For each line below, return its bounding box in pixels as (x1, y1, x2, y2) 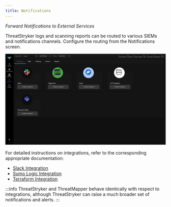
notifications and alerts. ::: (5, 197, 60, 203)
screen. (5, 43, 21, 49)
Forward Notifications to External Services (5, 23, 95, 29)
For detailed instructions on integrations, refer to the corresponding (5, 150, 147, 156)
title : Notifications (5, 8, 51, 13)
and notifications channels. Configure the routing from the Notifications (5, 38, 155, 44)
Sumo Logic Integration (12, 171, 62, 177)
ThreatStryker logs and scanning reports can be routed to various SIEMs (5, 33, 157, 39)
